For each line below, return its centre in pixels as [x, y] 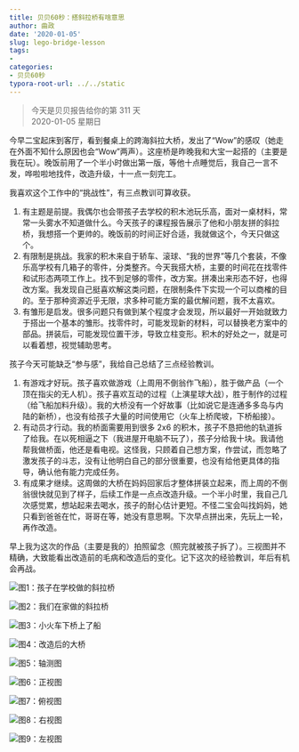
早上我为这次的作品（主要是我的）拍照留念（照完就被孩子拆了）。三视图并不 [148, 546]
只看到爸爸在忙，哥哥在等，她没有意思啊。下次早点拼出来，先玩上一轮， [154, 516]
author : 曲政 [32, 26]
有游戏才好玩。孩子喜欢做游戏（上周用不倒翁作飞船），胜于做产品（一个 [153, 383]
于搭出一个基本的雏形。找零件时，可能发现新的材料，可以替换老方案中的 [154, 322]
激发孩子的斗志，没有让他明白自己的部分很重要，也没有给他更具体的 [147, 460]
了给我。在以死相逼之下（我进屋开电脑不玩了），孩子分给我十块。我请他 [153, 438]
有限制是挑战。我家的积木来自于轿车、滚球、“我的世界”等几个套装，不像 [154, 255]
